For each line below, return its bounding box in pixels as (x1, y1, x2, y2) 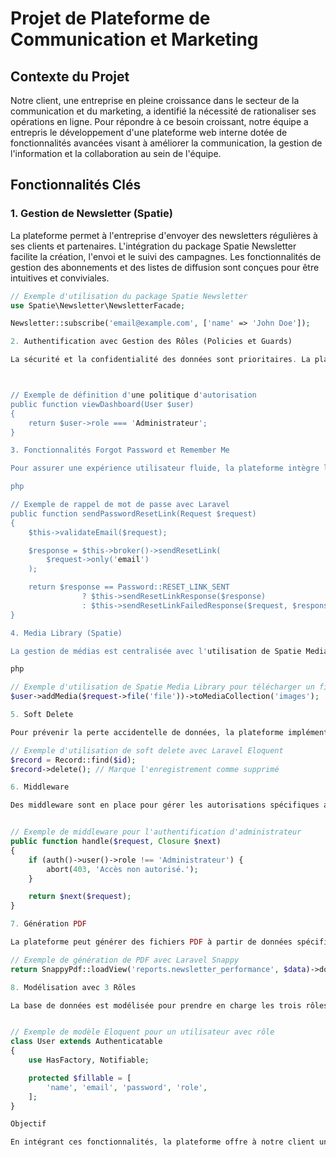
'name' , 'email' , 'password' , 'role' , (46, 1082, 208, 1092)
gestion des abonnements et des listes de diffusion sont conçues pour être (10, 261, 320, 273)
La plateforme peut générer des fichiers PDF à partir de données (10, 937, 293, 947)
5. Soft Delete (10, 710, 74, 720)
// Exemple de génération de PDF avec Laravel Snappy (10, 955, 240, 965)
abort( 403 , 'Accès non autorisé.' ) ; (46, 864, 199, 874)
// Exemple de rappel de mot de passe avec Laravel (10, 500, 230, 510)
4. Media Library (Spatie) (10, 628, 123, 638)
